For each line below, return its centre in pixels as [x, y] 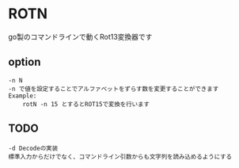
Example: [23, 96]
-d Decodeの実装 [33, 148]
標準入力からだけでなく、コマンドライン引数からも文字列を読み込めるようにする [120, 157]
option [25, 62]
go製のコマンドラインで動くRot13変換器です [80, 36]
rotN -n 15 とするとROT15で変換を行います [86, 104]
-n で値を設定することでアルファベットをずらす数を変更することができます [114, 89]
